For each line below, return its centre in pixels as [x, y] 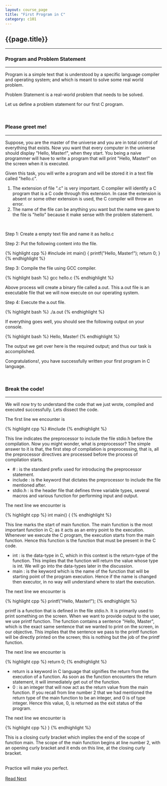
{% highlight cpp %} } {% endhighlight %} [48, 728]
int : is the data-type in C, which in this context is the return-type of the [85, 556]
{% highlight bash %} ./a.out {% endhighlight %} [55, 312]
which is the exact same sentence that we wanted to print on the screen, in [82, 627]
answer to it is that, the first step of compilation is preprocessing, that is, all [82, 449]
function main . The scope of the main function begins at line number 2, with [83, 743]
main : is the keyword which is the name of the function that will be [81, 571]
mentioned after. [29, 485]
